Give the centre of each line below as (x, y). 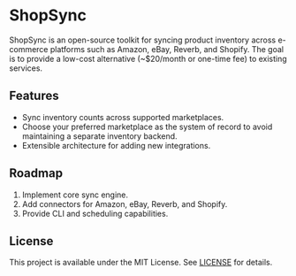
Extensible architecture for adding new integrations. (116, 145)
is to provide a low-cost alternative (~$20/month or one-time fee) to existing (148, 58)
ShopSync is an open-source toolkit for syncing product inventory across (143, 40)
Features (34, 96)
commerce (29, 49)
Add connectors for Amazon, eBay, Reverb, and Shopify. (125, 203)
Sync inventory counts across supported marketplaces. (123, 117)
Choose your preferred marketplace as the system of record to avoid (147, 126)
